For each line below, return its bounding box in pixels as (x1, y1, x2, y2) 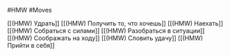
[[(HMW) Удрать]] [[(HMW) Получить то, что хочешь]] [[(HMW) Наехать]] (7, 19, 224, 27)
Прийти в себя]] (7, 41, 55, 49)
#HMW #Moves (7, 6, 52, 14)
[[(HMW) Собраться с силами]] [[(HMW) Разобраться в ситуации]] (7, 27, 205, 35)
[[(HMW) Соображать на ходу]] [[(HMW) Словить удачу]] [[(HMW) (7, 34, 204, 42)
